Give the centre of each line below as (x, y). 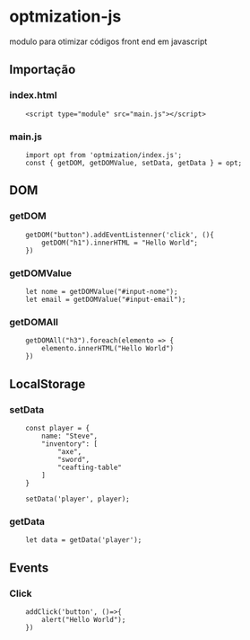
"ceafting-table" (90, 467)
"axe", (69, 451)
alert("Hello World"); (84, 619)
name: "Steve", (70, 436)
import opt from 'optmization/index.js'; (103, 155)
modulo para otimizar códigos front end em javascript (108, 41)
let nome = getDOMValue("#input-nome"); (102, 291)
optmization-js (65, 17)
